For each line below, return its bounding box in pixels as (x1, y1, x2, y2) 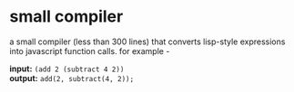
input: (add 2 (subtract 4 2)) (9, 63, 125, 74)
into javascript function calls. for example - (9, 45, 170, 56)
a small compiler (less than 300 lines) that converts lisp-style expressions (9, 36, 286, 47)
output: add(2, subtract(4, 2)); (9, 72, 135, 83)
